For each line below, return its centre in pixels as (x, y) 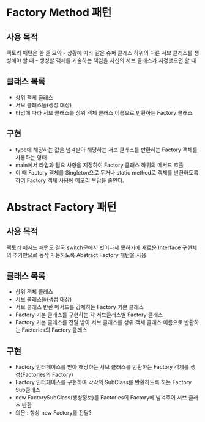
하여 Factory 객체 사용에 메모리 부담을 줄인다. (69, 180)
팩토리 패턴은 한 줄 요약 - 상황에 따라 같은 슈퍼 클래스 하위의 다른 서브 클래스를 (99, 53)
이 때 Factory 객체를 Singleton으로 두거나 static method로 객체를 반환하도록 (107, 172)
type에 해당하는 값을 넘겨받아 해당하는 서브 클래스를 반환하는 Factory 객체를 (106, 150)
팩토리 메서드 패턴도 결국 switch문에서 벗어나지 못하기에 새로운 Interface (94, 247)
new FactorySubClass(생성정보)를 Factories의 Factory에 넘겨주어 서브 (101, 398)
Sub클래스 (28, 390)
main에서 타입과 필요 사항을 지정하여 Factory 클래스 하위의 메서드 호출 (99, 165)
